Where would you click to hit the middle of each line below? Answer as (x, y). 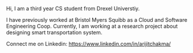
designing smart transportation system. (54, 32)
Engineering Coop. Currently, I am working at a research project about (92, 26)
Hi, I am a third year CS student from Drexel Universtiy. (73, 9)
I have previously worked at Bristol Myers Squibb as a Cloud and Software (97, 20)
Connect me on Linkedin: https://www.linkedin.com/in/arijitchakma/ (88, 44)
